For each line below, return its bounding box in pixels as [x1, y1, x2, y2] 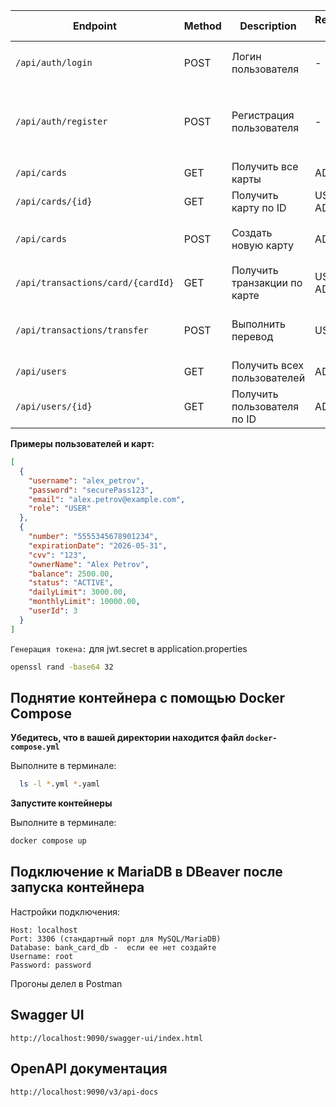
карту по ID [231, 201, 287, 214]
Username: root [10, 951, 74, 961]
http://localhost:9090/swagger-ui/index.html [10, 1033, 203, 1043]
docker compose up [10, 836, 87, 846]
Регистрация [231, 109, 295, 122]
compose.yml [10, 742, 60, 753]
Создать [231, 226, 273, 239]
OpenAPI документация [10, 1060, 168, 1078]
